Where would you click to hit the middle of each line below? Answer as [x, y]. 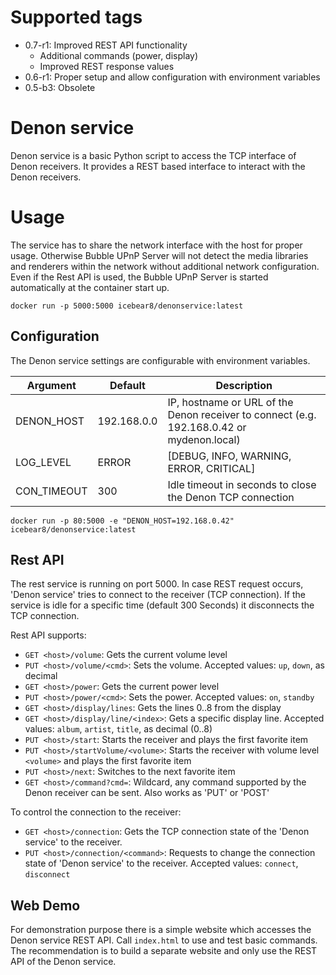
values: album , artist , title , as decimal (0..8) [118, 729]
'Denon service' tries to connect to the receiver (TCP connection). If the [158, 595]
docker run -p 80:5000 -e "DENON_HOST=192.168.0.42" [122, 521]
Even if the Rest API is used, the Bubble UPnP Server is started [139, 277]
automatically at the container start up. [90, 287]
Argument [51, 385]
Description [244, 385]
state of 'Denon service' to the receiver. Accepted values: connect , [161, 863]
